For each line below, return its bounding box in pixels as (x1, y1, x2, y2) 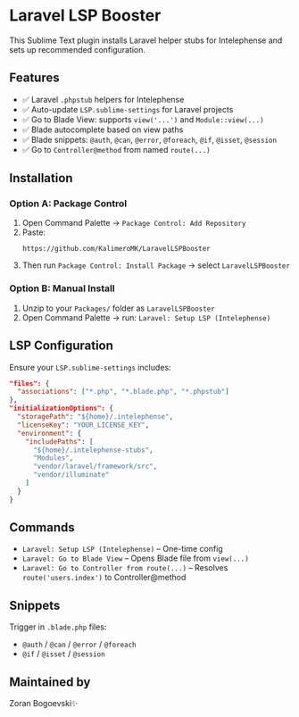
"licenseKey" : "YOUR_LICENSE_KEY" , (17, 421, 150, 429)
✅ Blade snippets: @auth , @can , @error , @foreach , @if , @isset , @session (21, 134, 278, 145)
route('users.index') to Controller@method (21, 572, 187, 583)
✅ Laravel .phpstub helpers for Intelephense (21, 94, 185, 104)
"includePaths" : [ (25, 437, 94, 446)
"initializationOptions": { (9, 404, 114, 413)
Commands (9, 520, 76, 536)
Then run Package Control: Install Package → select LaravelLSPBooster (21, 260, 290, 271)
